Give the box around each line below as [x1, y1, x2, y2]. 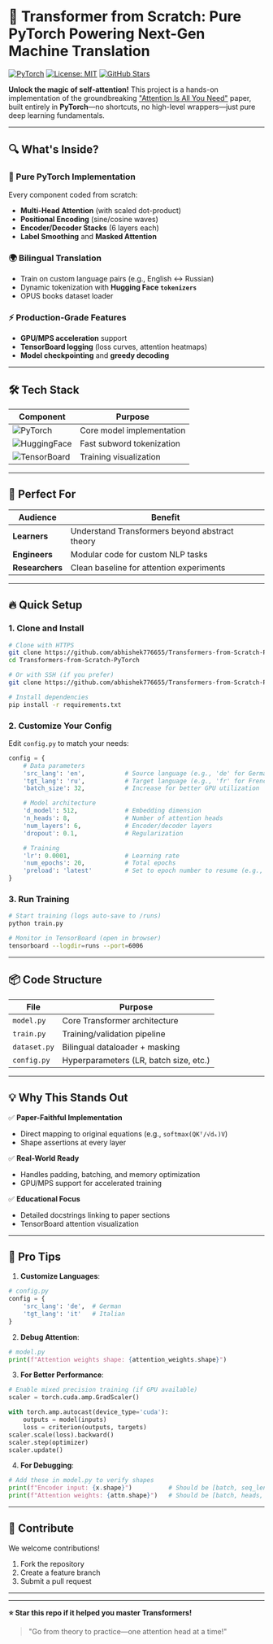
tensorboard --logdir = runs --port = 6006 [8, 942, 144, 950]
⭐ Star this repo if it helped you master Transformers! [8, 1607, 193, 1617]
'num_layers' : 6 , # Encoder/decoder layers [23, 822, 213, 830]
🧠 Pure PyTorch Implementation [8, 171, 136, 182]
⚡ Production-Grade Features [8, 312, 127, 323]
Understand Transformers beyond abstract [70, 525, 234, 536]
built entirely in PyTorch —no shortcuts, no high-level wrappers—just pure [8, 102, 256, 111]
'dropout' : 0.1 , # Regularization [23, 829, 184, 837]
